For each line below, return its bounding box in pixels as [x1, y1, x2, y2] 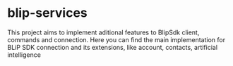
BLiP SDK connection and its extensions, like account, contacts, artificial [7, 43, 217, 51]
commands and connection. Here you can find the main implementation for [7, 35, 226, 44]
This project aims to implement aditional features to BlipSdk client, [7, 28, 200, 37]
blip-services [7, 5, 88, 21]
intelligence [7, 51, 41, 59]
